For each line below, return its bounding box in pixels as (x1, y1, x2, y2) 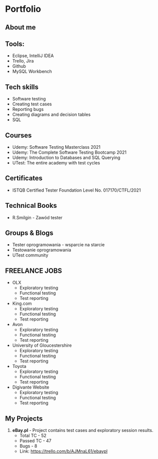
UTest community (12, 252, 48, 258)
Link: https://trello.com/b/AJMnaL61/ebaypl (19, 448, 108, 454)
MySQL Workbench (12, 68, 52, 74)
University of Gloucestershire (12, 342, 72, 348)
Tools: (5, 39, 25, 48)
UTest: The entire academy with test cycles (12, 160, 100, 166)
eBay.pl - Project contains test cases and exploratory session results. (12, 427, 154, 433)
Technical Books (5, 201, 58, 210)
